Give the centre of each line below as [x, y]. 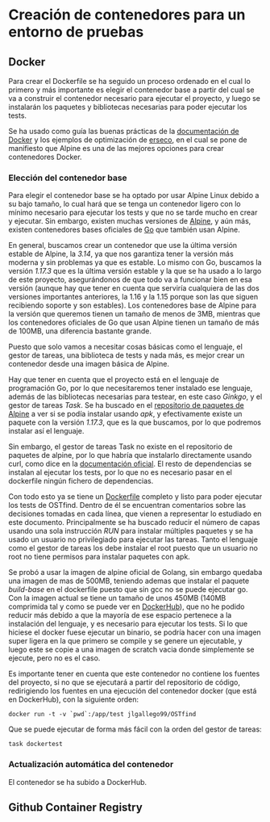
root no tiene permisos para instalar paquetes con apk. [100, 557]
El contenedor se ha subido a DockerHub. [78, 782]
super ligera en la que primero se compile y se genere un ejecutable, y [126, 641]
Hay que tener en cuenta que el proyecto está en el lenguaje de [114, 380]
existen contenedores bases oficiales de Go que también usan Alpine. [124, 230]
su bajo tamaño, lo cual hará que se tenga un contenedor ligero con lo [125, 204]
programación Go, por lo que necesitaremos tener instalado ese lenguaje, [131, 388]
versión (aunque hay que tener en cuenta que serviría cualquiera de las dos [134, 288]
